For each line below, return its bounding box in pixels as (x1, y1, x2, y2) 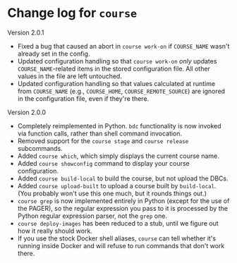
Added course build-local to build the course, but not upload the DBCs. (17, 174, 229, 183)
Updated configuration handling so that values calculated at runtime (17, 79, 216, 87)
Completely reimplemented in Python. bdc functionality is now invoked (17, 121, 221, 130)
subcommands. (17, 144, 63, 152)
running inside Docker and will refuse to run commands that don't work (17, 241, 225, 250)
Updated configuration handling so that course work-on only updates (17, 56, 217, 65)
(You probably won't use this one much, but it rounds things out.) (17, 189, 207, 197)
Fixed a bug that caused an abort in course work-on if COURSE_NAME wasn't (17, 42, 230, 50)
